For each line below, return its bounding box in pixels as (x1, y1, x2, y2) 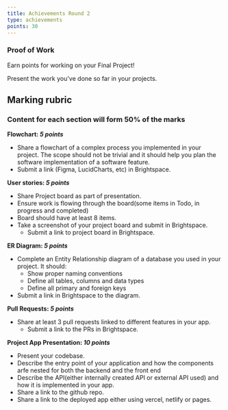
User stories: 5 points (7, 179, 70, 187)
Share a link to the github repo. (16, 388, 105, 396)
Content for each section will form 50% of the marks (7, 114, 186, 124)
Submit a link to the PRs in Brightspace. (27, 325, 139, 333)
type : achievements (7, 16, 63, 23)
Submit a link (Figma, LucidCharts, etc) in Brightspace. (16, 165, 171, 173)
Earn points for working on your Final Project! (7, 61, 135, 69)
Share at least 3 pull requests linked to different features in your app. (16, 318, 211, 326)
